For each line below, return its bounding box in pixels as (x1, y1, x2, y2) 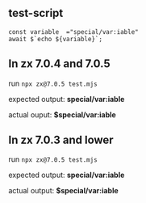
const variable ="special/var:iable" (8, 27, 139, 36)
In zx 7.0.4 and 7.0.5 (8, 57, 111, 71)
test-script (8, 6, 64, 20)
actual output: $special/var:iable (8, 186, 119, 196)
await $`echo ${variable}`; (8, 35, 103, 43)
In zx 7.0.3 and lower (8, 133, 115, 147)
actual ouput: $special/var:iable (8, 109, 117, 120)
